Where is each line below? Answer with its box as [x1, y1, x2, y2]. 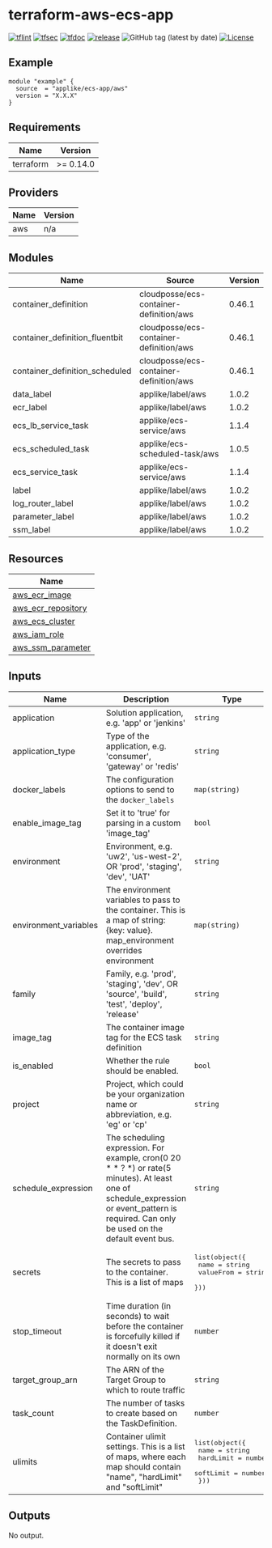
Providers [8, 185, 59, 199]
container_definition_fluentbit [12, 332, 124, 343]
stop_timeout [12, 1325, 62, 1337]
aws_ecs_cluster [12, 616, 75, 626]
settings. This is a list [105, 1440, 185, 1452]
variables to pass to [105, 894, 181, 905]
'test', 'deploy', [105, 998, 163, 1009]
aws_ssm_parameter [12, 642, 91, 653]
